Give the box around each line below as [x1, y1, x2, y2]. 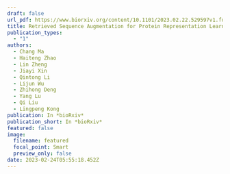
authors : [7, 42, 32, 49]
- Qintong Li [13, 73, 51, 81]
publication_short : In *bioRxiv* [7, 118, 103, 125]
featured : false [7, 125, 53, 132]
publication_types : [7, 29, 63, 36]
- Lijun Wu [13, 80, 44, 87]
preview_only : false [13, 150, 72, 158]
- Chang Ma [13, 49, 44, 55]
